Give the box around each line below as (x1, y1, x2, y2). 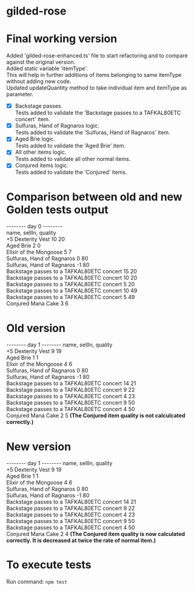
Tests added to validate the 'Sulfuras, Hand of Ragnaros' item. (15, 129, 171, 136)
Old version (6, 321, 65, 335)
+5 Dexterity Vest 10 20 (6, 236, 65, 243)
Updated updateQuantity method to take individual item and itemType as (6, 84, 187, 91)
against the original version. (6, 59, 76, 66)
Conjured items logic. (15, 162, 69, 169)
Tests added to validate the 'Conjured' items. (15, 168, 127, 176)
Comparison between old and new (6, 190, 183, 203)
